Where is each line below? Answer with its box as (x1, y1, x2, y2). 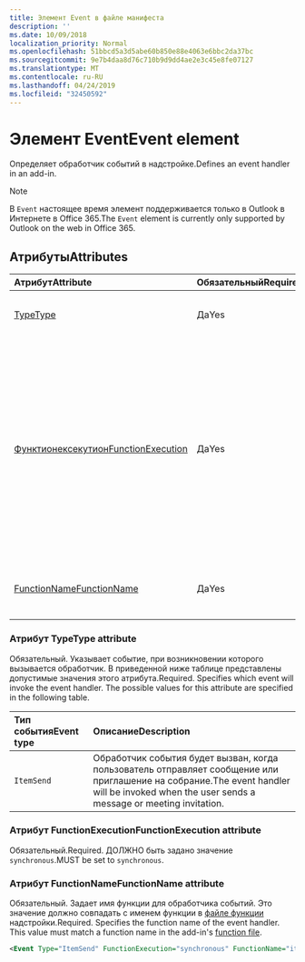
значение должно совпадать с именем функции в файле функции (9, 907, 264, 918)
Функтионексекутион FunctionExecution (14, 443, 188, 456)
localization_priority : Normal (9, 38, 128, 48)
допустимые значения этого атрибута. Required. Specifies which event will (9, 672, 294, 683)
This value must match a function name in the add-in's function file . (9, 927, 262, 937)
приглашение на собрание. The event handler (93, 774, 290, 787)
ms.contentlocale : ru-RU (9, 73, 103, 82)
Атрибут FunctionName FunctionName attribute (9, 877, 225, 889)
